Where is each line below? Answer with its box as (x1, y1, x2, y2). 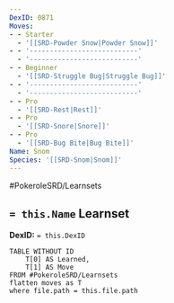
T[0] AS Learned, (25, 255, 91, 264)
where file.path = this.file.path (9, 287, 139, 296)
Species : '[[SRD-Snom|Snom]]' (9, 155, 123, 165)
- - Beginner (9, 64, 58, 73)
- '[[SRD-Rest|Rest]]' (17, 105, 102, 114)
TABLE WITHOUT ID (9, 247, 74, 256)
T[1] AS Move (25, 263, 74, 272)
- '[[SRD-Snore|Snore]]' (17, 122, 110, 131)
